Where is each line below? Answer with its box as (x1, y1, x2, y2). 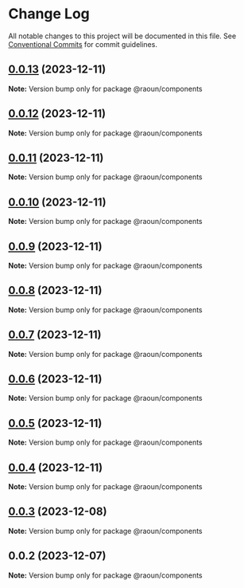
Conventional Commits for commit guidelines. (8, 39, 157, 49)
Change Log (8, 5, 90, 23)
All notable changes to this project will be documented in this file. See (8, 31, 237, 41)
